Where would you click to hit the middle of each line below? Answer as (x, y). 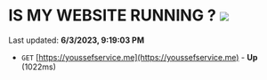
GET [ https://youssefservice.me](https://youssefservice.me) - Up (139, 57)
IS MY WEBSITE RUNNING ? (113, 16)
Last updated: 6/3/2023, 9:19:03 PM (76, 40)
